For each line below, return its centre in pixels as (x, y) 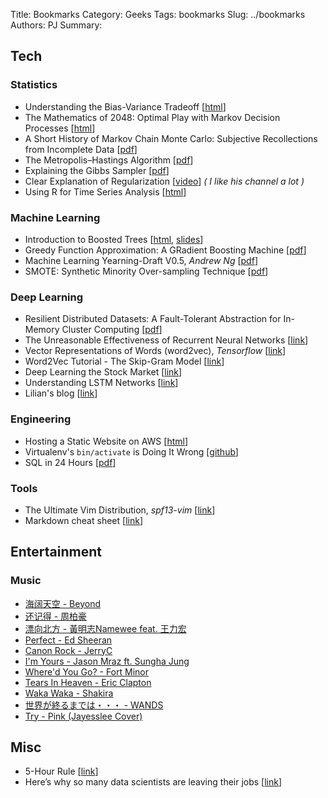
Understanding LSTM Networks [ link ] (101, 383)
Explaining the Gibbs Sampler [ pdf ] (97, 170)
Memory (42, 330)
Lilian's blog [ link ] (61, 393)
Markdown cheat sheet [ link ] (83, 520)
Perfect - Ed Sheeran (68, 640)
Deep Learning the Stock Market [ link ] (103, 372)
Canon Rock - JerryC (68, 650)
